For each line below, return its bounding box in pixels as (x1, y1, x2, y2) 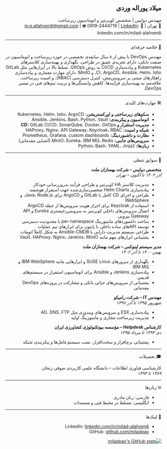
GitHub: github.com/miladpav (89, 428, 149, 435)
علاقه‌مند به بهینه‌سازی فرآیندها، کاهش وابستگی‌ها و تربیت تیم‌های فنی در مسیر (18, 80, 162, 86)
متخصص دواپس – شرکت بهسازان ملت (91, 166, 162, 172)
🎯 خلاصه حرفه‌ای (130, 44, 162, 50)
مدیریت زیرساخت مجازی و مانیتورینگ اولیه (71, 314, 149, 320)
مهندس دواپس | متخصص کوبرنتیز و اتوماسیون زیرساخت (58, 17, 162, 23)
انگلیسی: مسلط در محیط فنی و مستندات (73, 399, 149, 405)
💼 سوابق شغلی (133, 157, 162, 163)
